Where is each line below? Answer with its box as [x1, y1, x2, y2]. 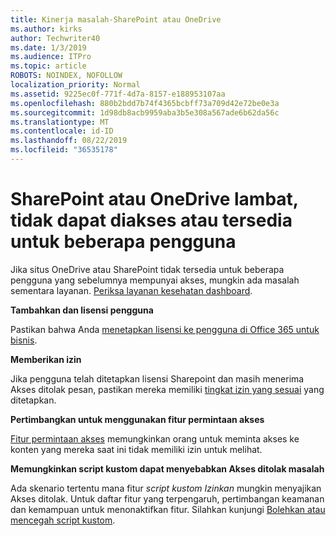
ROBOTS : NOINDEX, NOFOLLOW [10, 71, 123, 81]
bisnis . [10, 334, 38, 346]
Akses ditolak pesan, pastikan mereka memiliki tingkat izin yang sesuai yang [10, 383, 325, 395]
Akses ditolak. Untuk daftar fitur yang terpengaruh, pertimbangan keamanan [10, 492, 325, 505]
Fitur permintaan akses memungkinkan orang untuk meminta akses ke [10, 432, 300, 445]
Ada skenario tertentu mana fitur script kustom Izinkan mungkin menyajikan [10, 482, 322, 494]
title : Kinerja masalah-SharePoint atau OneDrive [10, 14, 222, 25]
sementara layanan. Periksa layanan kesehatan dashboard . [10, 284, 253, 296]
